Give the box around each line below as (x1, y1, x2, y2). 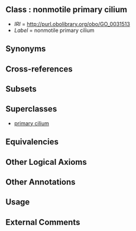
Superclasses (5, 104, 57, 114)
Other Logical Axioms (5, 157, 87, 167)
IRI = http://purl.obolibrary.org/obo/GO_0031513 (14, 20, 131, 27)
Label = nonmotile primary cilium (14, 27, 95, 34)
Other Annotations (5, 177, 76, 187)
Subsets (5, 84, 37, 94)
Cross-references (5, 64, 73, 74)
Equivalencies (5, 137, 59, 147)
